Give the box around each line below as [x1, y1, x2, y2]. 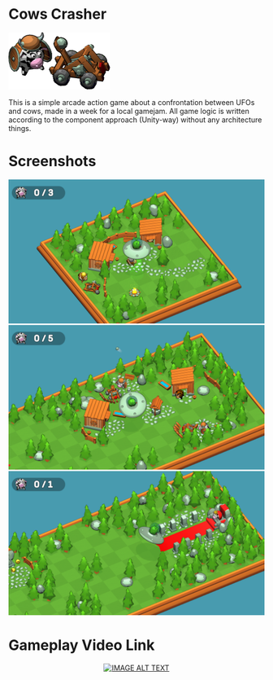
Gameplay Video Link [8, 636, 155, 655]
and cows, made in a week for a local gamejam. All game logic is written [8, 106, 249, 116]
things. [8, 123, 32, 133]
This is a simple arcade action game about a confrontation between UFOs [8, 97, 255, 107]
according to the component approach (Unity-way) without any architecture [8, 115, 262, 125]
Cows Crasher [8, 5, 107, 24]
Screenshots [8, 151, 97, 170]
